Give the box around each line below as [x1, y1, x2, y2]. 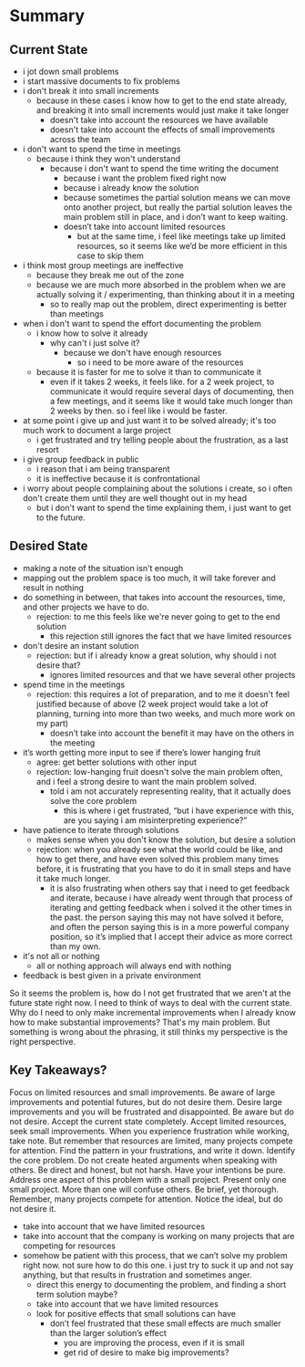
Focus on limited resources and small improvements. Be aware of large [9, 1087, 276, 1098]
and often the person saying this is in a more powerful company [49, 921, 290, 932]
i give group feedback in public [22, 454, 139, 464]
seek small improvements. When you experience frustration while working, [9, 1125, 290, 1136]
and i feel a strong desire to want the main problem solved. [36, 776, 258, 787]
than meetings [49, 308, 105, 319]
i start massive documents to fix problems [22, 76, 180, 87]
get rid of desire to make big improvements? [63, 1347, 229, 1358]
